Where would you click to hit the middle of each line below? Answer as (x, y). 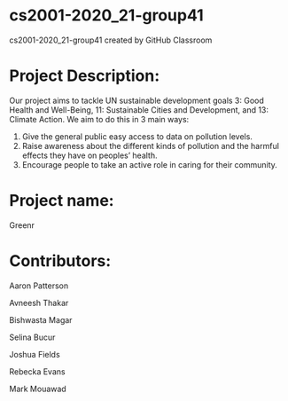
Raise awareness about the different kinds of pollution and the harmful (150, 145)
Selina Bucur (32, 337)
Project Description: (85, 76)
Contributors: (60, 261)
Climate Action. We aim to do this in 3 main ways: (99, 119)
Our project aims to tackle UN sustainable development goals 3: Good (136, 100)
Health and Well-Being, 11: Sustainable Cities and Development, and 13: (139, 110)
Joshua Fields (35, 354)
